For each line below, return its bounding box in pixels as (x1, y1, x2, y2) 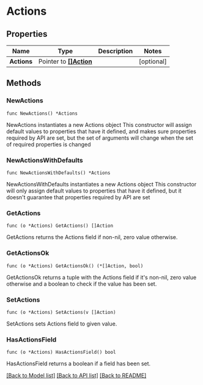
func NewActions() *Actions (6, 110, 78, 116)
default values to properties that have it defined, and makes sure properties (6, 128, 197, 135)
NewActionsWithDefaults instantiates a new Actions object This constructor (6, 180, 197, 188)
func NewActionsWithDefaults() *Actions (6, 170, 111, 176)
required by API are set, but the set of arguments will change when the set (6, 134, 194, 142)
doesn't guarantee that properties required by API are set (6, 193, 150, 200)
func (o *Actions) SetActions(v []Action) (6, 309, 116, 315)
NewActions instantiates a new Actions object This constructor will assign (6, 121, 192, 128)
